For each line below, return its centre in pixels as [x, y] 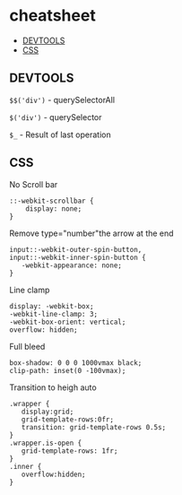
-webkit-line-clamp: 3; [54, 314]
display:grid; [48, 412]
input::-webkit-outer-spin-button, [76, 249]
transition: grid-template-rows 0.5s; [94, 427]
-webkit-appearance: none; [72, 265]
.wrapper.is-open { [46, 443]
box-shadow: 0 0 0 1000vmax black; [76, 363]
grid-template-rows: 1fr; [69, 451]
